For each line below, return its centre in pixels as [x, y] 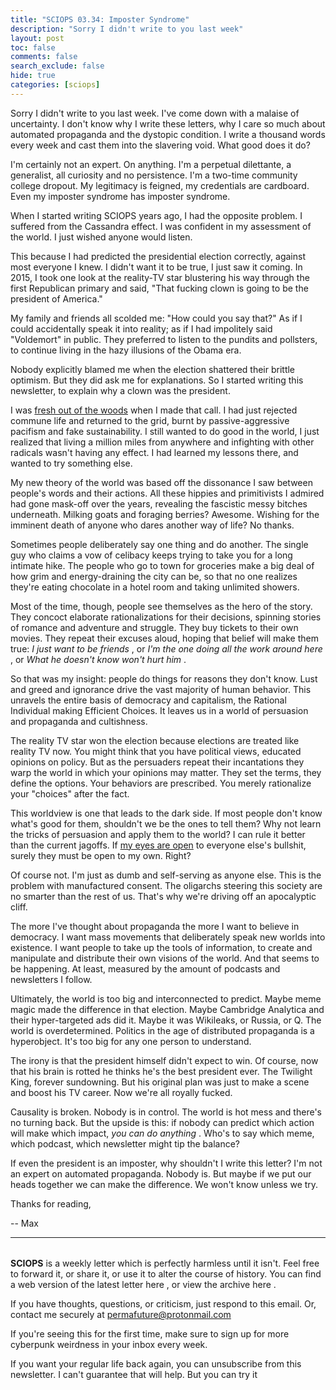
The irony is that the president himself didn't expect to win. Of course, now [164, 1060]
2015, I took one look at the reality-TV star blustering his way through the [160, 277]
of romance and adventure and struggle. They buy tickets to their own [154, 627]
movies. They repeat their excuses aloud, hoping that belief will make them [164, 638]
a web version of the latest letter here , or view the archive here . [143, 1285]
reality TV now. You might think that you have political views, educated [156, 751]
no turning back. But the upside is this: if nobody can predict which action [162, 1122]
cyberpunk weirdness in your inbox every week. [109, 1345]
